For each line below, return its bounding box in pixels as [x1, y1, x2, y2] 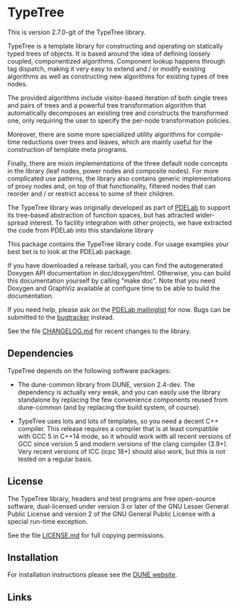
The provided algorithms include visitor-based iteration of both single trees [7, 93, 228, 102]
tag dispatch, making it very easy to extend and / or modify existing [7, 64, 205, 73]
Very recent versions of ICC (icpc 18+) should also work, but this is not [17, 447, 226, 455]
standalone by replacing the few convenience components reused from [17, 395, 228, 404]
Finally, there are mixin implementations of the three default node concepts [7, 158, 228, 168]
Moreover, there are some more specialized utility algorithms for [7, 130, 196, 138]
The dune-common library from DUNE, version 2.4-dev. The [17, 380, 195, 389]
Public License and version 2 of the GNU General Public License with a [7, 510, 215, 518]
